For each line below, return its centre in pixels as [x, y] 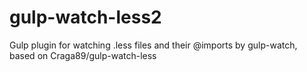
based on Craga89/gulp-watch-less [83, 55]
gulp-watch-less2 [85, 17]
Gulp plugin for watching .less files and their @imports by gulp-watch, [153, 45]
